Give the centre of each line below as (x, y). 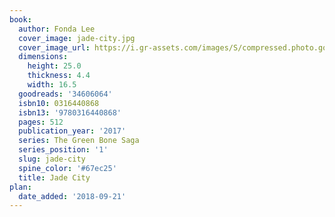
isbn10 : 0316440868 (59, 103)
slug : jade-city (52, 159)
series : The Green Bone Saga (79, 141)
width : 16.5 (52, 85)
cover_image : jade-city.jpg (77, 38)
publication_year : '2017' (72, 131)
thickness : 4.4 (59, 76)
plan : (20, 187)
